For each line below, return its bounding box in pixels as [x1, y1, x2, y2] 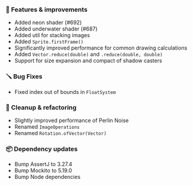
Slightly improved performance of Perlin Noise [14, 117, 129, 124]
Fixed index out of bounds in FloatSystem [14, 88, 116, 95]
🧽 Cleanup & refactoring [5, 103, 77, 111]
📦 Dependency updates [5, 145, 79, 153]
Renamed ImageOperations [14, 123, 80, 130]
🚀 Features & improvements [5, 5, 88, 14]
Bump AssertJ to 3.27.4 [14, 161, 73, 168]
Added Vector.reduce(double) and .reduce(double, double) [14, 51, 163, 58]
